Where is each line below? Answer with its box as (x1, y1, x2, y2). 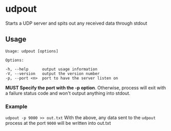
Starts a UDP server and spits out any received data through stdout (5, 20, 147, 26)
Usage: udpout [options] (5, 48, 59, 54)
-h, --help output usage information (5, 66, 98, 72)
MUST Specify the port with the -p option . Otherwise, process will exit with (5, 84, 166, 90)
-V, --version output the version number (5, 71, 100, 76)
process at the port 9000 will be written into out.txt (5, 120, 111, 126)
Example (5, 103, 28, 110)
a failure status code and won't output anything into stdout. (5, 90, 130, 96)
